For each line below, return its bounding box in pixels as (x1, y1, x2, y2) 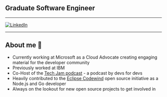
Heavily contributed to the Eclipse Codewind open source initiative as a (12, 75, 159, 81)
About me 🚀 (5, 41, 42, 49)
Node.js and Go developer (12, 81, 66, 87)
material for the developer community (12, 59, 90, 65)
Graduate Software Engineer (5, 4, 95, 12)
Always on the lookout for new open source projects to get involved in (12, 86, 156, 92)
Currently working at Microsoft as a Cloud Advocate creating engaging (12, 54, 158, 60)
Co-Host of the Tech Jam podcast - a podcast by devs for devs (12, 70, 143, 76)
